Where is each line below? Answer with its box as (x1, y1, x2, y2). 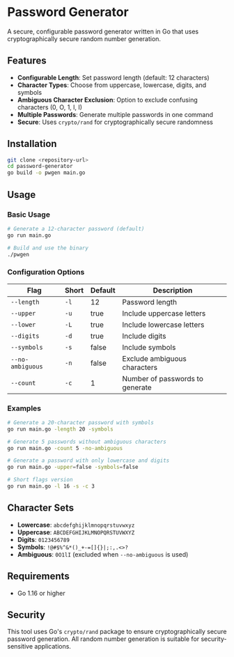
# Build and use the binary (7, 245, 89, 252)
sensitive (7, 642, 33, 651)
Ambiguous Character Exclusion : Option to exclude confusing (17, 95, 198, 104)
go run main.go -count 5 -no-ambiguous (7, 445, 123, 451)
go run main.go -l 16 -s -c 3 (7, 483, 95, 490)
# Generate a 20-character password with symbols (7, 419, 155, 426)
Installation (7, 138, 57, 150)
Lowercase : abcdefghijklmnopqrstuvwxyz (17, 520, 135, 529)
